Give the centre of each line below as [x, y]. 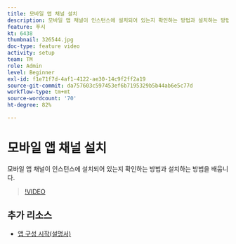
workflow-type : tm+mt [39, 92]
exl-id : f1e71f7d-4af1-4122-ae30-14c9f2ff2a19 [77, 79]
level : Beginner [31, 72]
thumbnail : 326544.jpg [40, 40]
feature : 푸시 [26, 27]
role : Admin [25, 66]
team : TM [20, 60]
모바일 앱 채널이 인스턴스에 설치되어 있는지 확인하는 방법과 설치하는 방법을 [109, 168]
